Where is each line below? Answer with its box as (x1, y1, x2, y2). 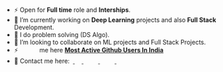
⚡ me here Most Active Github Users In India (13, 46, 164, 54)
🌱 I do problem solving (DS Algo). (13, 31, 110, 38)
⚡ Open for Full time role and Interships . (13, 6, 131, 14)
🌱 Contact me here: (13, 57, 70, 65)
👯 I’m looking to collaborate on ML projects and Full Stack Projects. (13, 38, 206, 46)
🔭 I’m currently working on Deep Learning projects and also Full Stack (13, 16, 217, 24)
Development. (13, 23, 54, 31)
